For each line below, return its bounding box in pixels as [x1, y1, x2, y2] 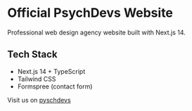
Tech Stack [7, 48, 58, 60]
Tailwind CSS [17, 74, 56, 83]
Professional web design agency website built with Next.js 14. [7, 28, 186, 37]
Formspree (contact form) [17, 82, 93, 91]
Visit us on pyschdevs [7, 96, 72, 104]
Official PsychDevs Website [7, 5, 174, 21]
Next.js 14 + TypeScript [17, 67, 86, 75]
